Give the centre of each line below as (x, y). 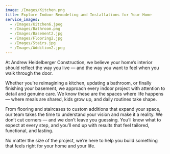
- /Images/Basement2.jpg (36, 34)
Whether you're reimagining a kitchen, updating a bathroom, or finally (78, 83)
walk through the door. (29, 73)
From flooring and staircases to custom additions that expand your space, (83, 109)
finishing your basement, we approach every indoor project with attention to (85, 88)
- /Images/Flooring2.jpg (36, 39)
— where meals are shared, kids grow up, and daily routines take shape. (81, 99)
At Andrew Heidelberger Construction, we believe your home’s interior (79, 62)
